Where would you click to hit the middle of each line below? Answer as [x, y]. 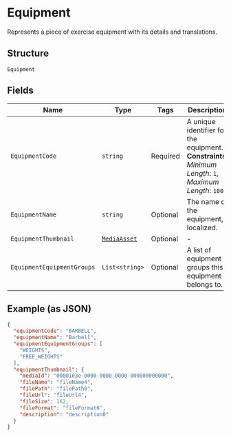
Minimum [202, 165]
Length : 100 [205, 190]
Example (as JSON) [49, 308]
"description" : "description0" [64, 414]
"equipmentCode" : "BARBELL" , [55, 331]
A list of [199, 250]
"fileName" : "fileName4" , [57, 383]
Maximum [203, 182]
